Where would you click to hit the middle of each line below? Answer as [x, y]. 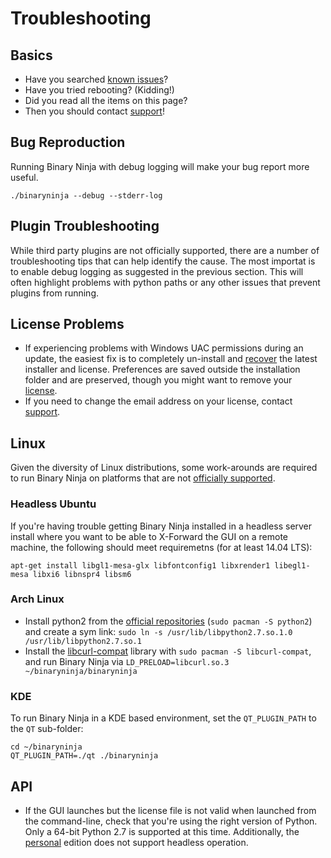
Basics [31, 55]
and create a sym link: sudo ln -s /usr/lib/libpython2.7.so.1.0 [158, 631]
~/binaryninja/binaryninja [81, 671]
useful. [24, 177]
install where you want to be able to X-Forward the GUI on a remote [149, 536]
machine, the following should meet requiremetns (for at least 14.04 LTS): [161, 547]
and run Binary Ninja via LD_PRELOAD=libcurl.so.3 [127, 661]
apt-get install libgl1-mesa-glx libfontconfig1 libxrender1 [140, 565]
